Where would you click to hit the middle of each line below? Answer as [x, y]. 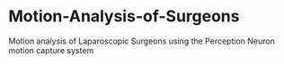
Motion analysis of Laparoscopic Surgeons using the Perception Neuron [142, 41]
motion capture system [51, 50]
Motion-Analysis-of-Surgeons [124, 16]
